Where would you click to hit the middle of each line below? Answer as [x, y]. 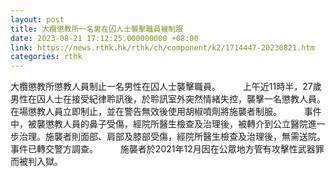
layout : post [37, 19]
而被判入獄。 [36, 162]
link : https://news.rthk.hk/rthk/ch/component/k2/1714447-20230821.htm [162, 47]
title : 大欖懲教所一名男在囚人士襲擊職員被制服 [97, 29]
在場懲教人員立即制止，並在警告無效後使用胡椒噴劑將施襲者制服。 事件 [166, 112]
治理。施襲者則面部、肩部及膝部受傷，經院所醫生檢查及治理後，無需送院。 [172, 137]
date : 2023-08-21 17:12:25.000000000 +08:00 [104, 38]
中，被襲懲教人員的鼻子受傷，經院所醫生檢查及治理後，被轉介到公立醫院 [159, 124]
